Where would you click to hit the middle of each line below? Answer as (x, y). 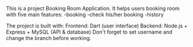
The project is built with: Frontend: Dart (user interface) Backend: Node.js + (97, 26)
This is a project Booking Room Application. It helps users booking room (93, 8)
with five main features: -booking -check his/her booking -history (85, 15)
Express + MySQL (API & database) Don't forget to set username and (89, 32)
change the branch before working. (49, 38)
